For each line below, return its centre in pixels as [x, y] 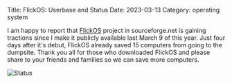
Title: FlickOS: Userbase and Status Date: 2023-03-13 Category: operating [114, 10]
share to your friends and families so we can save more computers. [103, 60]
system [18, 17]
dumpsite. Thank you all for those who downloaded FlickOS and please [109, 52]
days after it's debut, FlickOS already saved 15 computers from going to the [115, 45]
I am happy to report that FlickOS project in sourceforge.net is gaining [107, 31]
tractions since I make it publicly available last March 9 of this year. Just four [116, 38]
